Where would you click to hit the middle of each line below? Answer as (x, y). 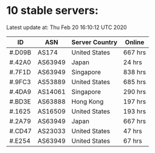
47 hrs (133, 131)
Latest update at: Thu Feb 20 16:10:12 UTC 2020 (67, 27)
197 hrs (135, 102)
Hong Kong (88, 102)
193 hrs (135, 111)
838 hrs (135, 72)
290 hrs (135, 91)
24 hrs (133, 62)
